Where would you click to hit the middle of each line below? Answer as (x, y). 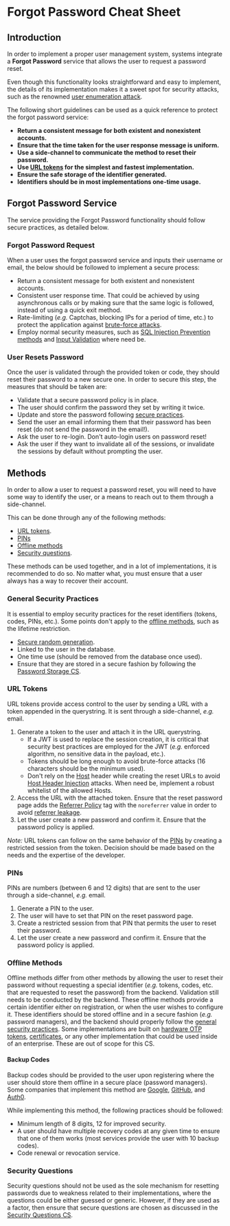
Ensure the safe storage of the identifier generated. (92, 174)
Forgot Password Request (51, 245)
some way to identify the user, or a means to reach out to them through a (111, 497)
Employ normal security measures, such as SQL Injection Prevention (114, 332)
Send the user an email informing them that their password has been (114, 422)
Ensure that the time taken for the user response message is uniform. (118, 145)
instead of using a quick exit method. (69, 310)
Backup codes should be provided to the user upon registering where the (111, 1074)
